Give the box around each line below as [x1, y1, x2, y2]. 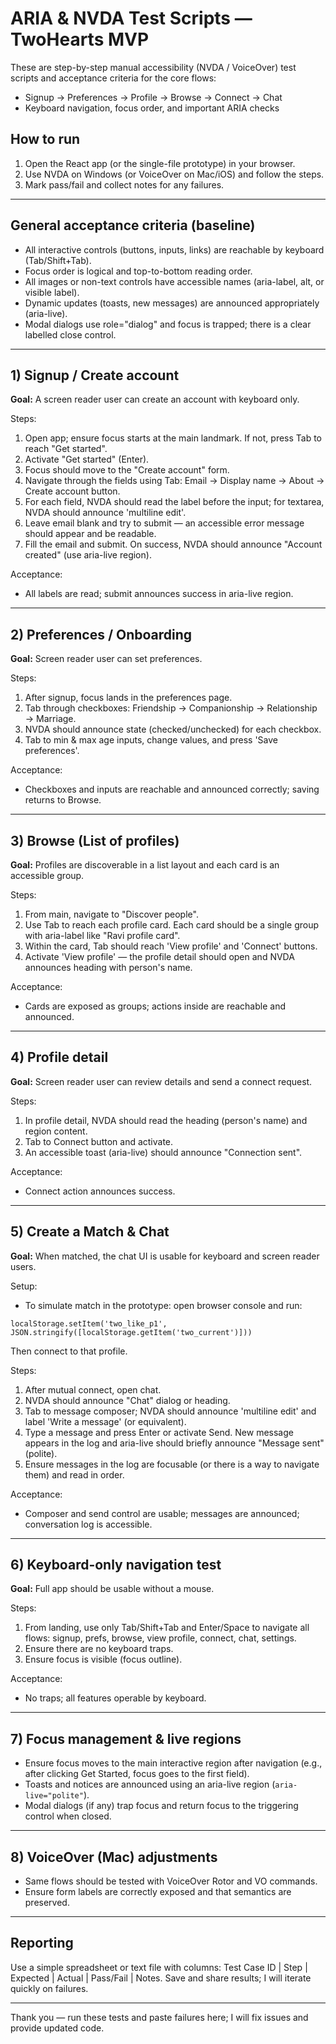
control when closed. [24, 1810, 112, 1822]
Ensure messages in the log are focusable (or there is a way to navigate [24, 1458, 320, 1470]
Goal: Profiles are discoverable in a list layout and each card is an [10, 859, 280, 871]
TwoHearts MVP [10, 28, 150, 51]
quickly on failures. [10, 1982, 89, 1994]
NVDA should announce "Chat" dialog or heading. [24, 1394, 231, 1406]
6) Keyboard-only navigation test [10, 1557, 222, 1574]
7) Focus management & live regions [10, 1730, 242, 1747]
